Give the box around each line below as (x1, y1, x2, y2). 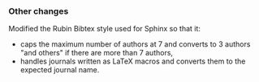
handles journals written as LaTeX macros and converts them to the (19, 56, 246, 66)
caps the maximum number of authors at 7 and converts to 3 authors (19, 39, 251, 49)
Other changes (8, 6, 69, 17)
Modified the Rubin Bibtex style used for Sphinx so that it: (8, 24, 201, 34)
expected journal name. (19, 65, 100, 75)
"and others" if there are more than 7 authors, (19, 48, 173, 58)
